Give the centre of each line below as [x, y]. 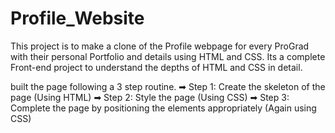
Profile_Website [77, 18]
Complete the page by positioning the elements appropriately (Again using [163, 108]
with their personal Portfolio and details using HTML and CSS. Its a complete [168, 56]
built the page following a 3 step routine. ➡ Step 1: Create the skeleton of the [168, 86]
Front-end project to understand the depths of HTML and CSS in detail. [156, 67]
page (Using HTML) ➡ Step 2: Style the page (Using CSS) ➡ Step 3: [150, 97]
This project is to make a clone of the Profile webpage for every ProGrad [160, 46]
